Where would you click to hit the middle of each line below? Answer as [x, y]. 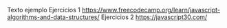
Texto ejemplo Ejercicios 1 [44, 10]
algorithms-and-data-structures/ [53, 17]
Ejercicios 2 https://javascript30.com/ [154, 17]
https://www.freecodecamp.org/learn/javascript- [151, 10]
